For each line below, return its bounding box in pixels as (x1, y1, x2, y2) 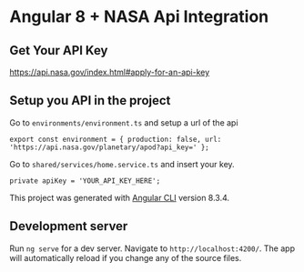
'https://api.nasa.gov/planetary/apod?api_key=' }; (9, 143, 209, 152)
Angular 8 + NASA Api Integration (9, 6, 269, 27)
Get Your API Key (9, 43, 108, 58)
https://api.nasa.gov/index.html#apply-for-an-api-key (9, 66, 210, 77)
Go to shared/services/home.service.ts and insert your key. (9, 158, 235, 169)
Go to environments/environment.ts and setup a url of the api (9, 116, 238, 128)
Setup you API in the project (9, 93, 171, 108)
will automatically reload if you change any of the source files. (9, 252, 242, 263)
